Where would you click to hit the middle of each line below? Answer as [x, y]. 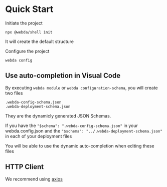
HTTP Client [25, 167]
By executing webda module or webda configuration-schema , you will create [81, 87]
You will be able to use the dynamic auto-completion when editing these [80, 145]
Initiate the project [24, 23]
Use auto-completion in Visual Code [63, 76]
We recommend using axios [34, 179]
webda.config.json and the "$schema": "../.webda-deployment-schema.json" [84, 130]
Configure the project [27, 51]
